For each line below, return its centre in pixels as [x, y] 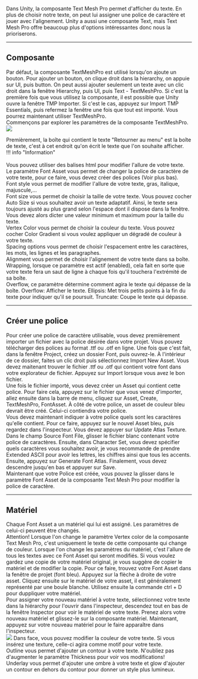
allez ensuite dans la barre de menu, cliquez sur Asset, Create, [82, 398]
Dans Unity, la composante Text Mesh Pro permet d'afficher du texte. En [94, 9]
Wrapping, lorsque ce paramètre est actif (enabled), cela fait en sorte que [95, 265]
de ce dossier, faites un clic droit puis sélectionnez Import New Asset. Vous [98, 360]
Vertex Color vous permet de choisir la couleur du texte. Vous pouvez [90, 228]
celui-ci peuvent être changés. [43, 531]
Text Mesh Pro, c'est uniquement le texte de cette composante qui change [97, 543]
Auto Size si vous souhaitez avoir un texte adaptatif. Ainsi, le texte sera [92, 202]
